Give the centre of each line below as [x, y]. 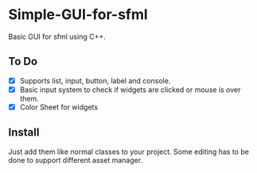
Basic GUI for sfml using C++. [57, 37]
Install [24, 133]
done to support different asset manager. [76, 160]
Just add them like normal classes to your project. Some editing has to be [128, 152]
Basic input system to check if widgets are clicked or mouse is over [130, 90]
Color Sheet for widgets [58, 107]
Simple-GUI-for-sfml [78, 15]
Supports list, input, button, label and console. [95, 80]
